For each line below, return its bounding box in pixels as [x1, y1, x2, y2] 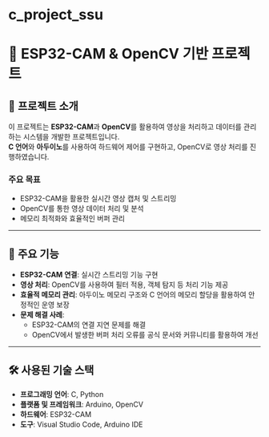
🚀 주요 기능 [8, 247, 60, 261]
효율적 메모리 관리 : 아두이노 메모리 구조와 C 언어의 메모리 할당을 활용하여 [19, 290, 247, 300]
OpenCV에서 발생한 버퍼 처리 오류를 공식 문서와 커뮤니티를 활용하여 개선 [31, 330, 259, 340]
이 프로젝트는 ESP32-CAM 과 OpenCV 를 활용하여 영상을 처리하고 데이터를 [8, 122, 242, 132]
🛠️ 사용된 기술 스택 [8, 363, 94, 377]
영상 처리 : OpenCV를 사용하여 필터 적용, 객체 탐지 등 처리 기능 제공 [19, 280, 229, 289]
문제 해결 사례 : [19, 310, 65, 320]
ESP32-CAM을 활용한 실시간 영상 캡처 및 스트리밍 [19, 194, 177, 204]
